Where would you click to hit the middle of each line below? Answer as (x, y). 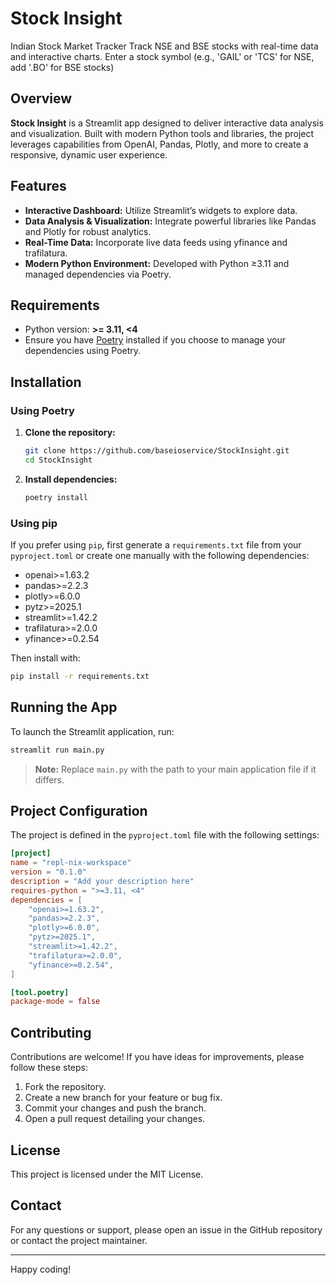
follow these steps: (49, 1068)
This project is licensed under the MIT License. (107, 1174)
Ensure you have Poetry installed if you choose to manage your (155, 340)
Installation (46, 382)
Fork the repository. (65, 1087)
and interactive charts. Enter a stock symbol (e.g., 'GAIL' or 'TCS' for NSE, (162, 56)
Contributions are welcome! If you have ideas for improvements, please (157, 1057)
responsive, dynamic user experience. (89, 154)
